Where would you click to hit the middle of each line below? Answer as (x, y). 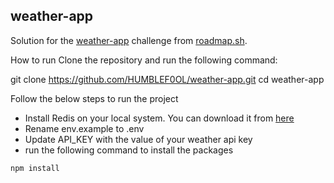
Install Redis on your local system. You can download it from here (159, 118)
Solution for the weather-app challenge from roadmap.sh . (129, 40)
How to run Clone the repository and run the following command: (144, 60)
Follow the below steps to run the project (94, 98)
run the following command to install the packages (129, 150)
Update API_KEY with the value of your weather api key (138, 139)
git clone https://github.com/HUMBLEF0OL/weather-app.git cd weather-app (167, 79)
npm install (35, 168)
